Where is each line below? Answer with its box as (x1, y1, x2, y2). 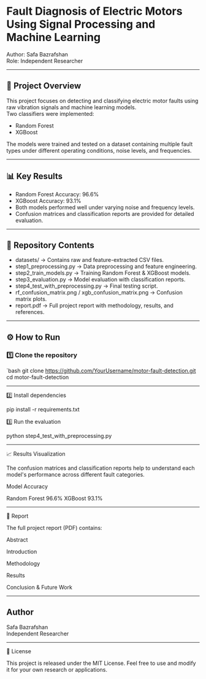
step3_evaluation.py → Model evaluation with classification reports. (15, 276, 186, 283)
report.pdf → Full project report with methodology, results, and (15, 302, 174, 309)
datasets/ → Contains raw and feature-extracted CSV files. (15, 256, 164, 264)
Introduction (6, 548, 37, 556)
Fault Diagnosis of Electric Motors (6, 4, 183, 18)
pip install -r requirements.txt (6, 406, 80, 413)
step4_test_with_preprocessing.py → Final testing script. (15, 282, 158, 290)
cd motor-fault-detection (6, 374, 69, 381)
